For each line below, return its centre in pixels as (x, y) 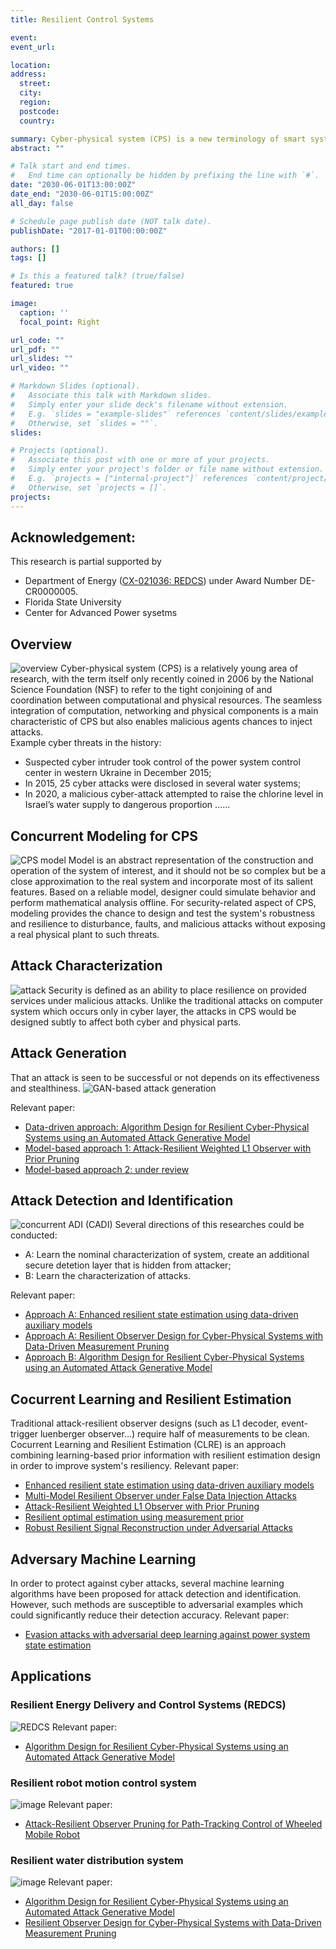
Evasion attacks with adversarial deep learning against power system (167, 1634)
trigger (24, 1434)
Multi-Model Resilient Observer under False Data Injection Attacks (160, 1496)
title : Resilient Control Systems (82, 19)
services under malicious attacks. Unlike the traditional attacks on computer (166, 1000)
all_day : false (42, 203)
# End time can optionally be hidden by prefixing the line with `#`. (165, 176)
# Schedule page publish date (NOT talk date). (111, 221)
